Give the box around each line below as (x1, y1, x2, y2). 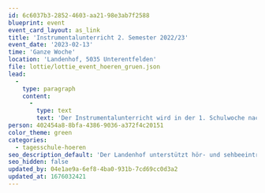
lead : (8, 70, 26, 78)
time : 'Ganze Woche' (8, 48, 77, 56)
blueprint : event (8, 19, 65, 27)
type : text (36, 107, 73, 115)
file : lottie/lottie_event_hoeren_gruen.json (8, 63, 160, 71)
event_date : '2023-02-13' (8, 41, 93, 49)
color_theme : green (8, 128, 73, 136)
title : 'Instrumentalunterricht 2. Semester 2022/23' (8, 33, 189, 42)
